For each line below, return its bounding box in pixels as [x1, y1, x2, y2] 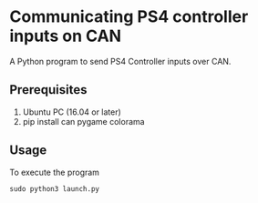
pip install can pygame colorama [22, 116, 145, 127]
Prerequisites [9, 82, 88, 97]
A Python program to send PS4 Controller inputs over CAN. [9, 56, 232, 66]
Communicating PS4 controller [9, 6, 249, 27]
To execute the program [9, 167, 100, 178]
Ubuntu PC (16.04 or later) [22, 107, 121, 117]
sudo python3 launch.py [9, 184, 100, 193]
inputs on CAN [9, 25, 121, 46]
